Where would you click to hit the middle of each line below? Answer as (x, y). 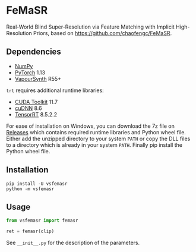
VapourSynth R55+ (38, 78)
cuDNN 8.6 (28, 108)
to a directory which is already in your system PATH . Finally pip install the (94, 145)
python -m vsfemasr (30, 189)
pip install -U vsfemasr (37, 184)
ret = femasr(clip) (30, 231)
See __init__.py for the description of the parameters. (73, 243)
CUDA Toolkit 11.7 (36, 102)
